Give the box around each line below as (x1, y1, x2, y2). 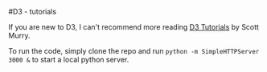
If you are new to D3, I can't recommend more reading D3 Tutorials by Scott (8, 22, 260, 31)
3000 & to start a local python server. (8, 55, 129, 64)
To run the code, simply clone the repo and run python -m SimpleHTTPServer (8, 46, 260, 55)
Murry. (8, 31, 31, 40)
